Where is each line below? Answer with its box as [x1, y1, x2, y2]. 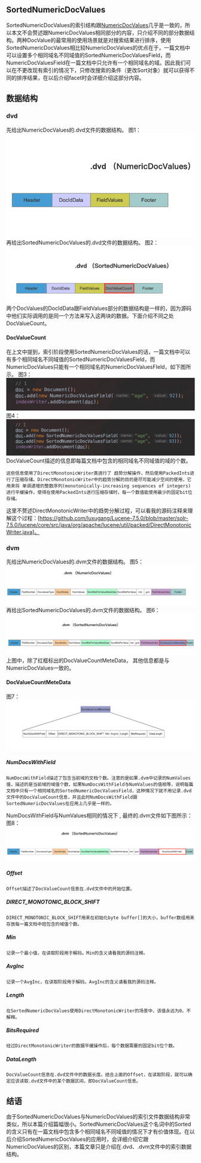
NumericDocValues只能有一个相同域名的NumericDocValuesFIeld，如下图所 [6, 363, 191, 370]
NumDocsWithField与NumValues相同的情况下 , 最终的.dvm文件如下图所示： [6, 812, 193, 819]
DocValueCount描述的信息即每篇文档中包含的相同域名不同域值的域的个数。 [6, 457, 191, 464]
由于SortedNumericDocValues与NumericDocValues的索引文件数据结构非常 [6, 1113, 190, 1120]
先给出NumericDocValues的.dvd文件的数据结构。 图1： [6, 126, 142, 133]
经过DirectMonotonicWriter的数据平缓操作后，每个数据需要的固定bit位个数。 [6, 1043, 178, 1049]
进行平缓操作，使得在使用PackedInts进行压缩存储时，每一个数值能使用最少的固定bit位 [6, 490, 193, 496]
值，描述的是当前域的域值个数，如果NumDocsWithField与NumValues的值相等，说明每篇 [6, 781, 194, 788]
